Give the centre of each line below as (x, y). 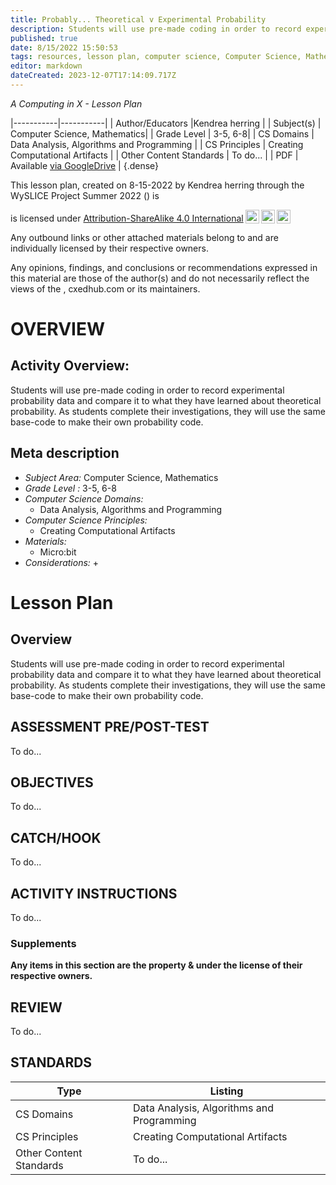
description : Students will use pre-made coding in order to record (156, 29)
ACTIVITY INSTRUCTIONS (94, 893)
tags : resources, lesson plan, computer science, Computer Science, (156, 57)
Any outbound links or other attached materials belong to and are (144, 237)
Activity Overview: (70, 366)
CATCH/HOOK (56, 837)
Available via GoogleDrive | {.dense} (85, 165)
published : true (44, 38)
